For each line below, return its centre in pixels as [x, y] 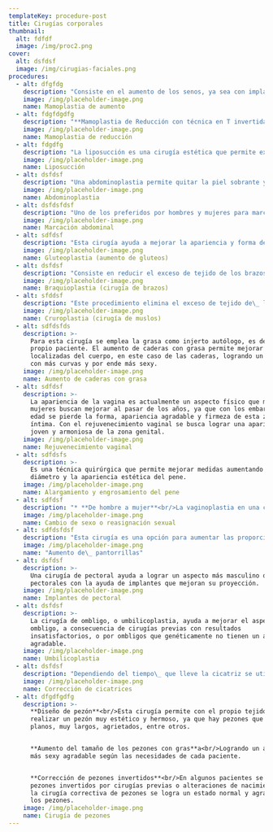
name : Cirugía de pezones [67, 816]
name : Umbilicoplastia [61, 659]
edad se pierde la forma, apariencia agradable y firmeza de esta [145, 417]
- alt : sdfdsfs [41, 455]
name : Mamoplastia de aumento [74, 107]
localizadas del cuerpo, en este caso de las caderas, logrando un [147, 356]
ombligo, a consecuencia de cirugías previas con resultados [136, 628]
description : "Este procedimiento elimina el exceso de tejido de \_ [141, 303]
